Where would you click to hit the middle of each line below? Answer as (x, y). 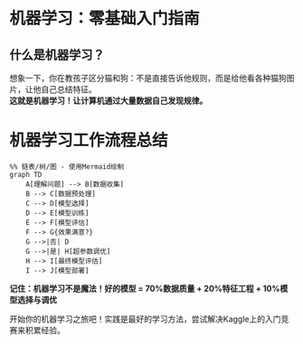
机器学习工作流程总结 (89, 140)
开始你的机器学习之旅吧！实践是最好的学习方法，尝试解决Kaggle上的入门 (145, 319)
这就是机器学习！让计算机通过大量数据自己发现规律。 (109, 101)
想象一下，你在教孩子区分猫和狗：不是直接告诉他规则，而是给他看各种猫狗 (148, 78)
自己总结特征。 (68, 89)
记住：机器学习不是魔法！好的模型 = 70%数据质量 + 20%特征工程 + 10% (145, 288)
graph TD (26, 174)
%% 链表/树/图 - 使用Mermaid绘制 (67, 167)
